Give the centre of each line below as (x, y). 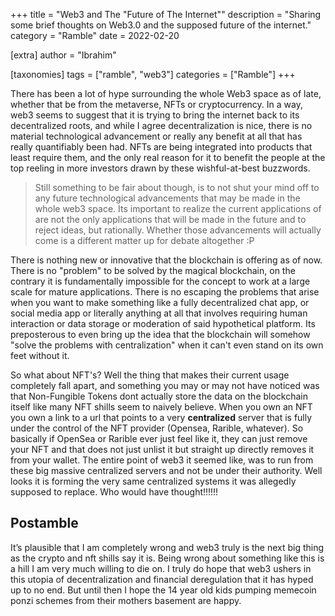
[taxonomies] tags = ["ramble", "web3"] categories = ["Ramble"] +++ (153, 74)
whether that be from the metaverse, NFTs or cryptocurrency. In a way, (156, 104)
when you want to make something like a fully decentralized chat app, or (160, 302)
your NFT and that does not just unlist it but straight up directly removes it (162, 449)
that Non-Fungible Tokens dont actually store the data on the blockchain (159, 396)
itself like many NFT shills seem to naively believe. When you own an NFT (161, 407)
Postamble (44, 523)
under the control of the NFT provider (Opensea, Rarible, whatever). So (157, 428)
